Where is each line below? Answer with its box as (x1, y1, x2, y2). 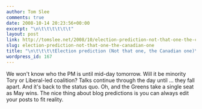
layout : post (6, 31, 39, 37)
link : (6, 37, 20, 43)
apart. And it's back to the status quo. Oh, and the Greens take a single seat (6, 83, 194, 90)
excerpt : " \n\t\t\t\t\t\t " (6, 25, 74, 32)
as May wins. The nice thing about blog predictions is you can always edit (6, 89, 189, 96)
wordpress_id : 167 (6, 54, 52, 60)
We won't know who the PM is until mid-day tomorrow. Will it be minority (6, 70, 186, 77)
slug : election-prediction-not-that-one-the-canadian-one (6, 43, 155, 49)
